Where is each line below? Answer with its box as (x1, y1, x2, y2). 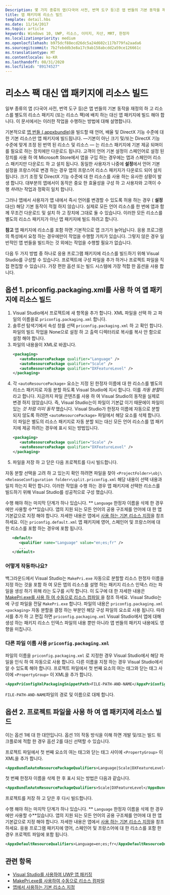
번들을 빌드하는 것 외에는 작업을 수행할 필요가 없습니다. (24, 240, 133, 246)
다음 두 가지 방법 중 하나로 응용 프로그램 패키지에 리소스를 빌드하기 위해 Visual (5, 250, 159, 257)
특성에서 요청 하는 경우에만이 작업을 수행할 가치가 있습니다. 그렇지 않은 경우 (10, 233, 159, 240)
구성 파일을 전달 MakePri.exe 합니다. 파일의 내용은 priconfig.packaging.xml (10, 601, 163, 607)
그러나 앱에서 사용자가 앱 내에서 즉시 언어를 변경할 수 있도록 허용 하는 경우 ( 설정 (5, 197, 163, 203)
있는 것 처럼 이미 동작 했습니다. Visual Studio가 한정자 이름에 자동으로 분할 (12, 406, 160, 412)
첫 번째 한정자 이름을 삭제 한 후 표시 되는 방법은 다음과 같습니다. (5, 775, 131, 781)
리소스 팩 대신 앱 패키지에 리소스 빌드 (5, 87, 148, 99)
